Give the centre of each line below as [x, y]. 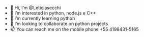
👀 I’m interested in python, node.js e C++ [53, 13]
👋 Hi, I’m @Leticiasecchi [35, 8]
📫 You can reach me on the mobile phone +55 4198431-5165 [74, 29]
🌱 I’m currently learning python [42, 18]
